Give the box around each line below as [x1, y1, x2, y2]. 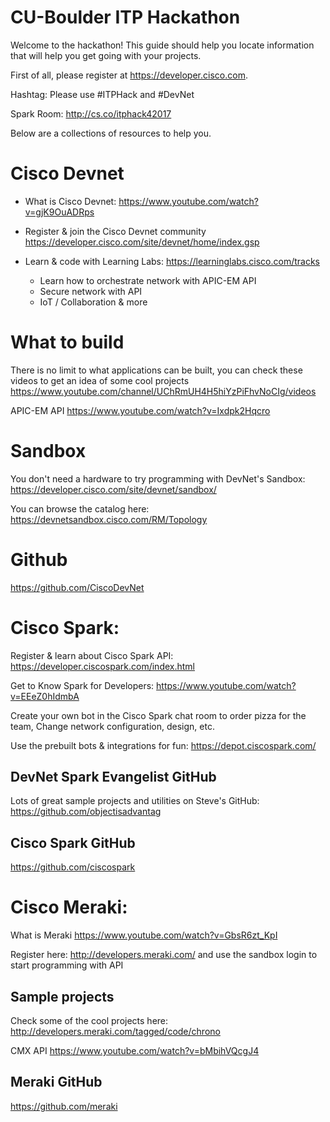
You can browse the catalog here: [10, 502, 150, 515]
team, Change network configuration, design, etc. [10, 720, 215, 732]
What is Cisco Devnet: [24, 195, 117, 207]
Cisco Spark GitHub [10, 834, 136, 851]
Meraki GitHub [10, 1074, 103, 1091]
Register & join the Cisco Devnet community [24, 225, 207, 237]
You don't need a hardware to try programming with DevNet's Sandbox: [10, 472, 306, 485]
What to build [10, 331, 125, 354]
